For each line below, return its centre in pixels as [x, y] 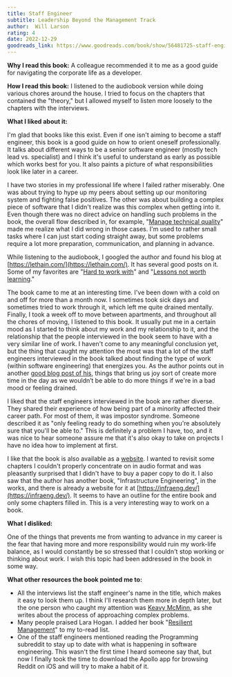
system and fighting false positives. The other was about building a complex [116, 200]
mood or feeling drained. [42, 388]
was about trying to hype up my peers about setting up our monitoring [107, 192]
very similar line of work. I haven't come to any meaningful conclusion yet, [113, 344]
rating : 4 [21, 33]
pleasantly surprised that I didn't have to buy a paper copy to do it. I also [110, 473]
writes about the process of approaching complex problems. [103, 615]
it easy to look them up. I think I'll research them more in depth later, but [119, 600]
